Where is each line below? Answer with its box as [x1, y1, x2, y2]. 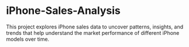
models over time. [6, 35, 50, 42]
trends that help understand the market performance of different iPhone [6, 29, 180, 36]
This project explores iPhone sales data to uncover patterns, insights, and [6, 23, 183, 30]
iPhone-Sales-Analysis [6, 4, 121, 17]
